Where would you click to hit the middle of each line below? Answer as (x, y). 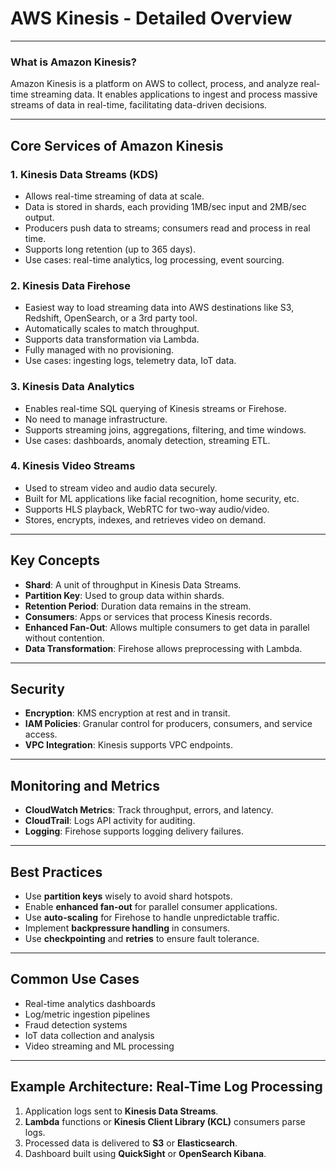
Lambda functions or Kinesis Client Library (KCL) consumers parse (165, 1121)
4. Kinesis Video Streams (73, 466)
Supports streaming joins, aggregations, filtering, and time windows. (165, 429)
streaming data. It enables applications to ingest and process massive (174, 94)
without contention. (64, 638)
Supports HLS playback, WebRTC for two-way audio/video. (147, 509)
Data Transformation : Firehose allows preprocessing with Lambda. (163, 648)
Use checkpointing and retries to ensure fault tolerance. (142, 939)
